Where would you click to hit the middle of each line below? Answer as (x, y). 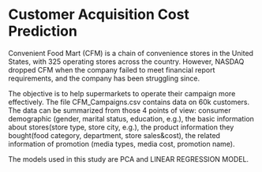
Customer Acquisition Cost (99, 15)
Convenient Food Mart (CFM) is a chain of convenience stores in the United (131, 53)
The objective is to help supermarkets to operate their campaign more (122, 93)
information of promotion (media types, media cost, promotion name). (122, 144)
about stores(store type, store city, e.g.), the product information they (121, 127)
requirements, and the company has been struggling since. (104, 78)
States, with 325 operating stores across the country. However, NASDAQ (126, 62)
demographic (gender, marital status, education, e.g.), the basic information (131, 118)
